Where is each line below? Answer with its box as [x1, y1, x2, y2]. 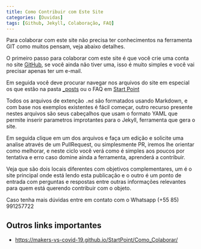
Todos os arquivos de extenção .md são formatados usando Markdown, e [6, 97, 188, 104]
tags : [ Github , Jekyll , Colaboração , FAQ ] [6, 20, 114, 26]
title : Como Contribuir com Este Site [6, 8, 104, 15]
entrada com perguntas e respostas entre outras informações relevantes [6, 178, 187, 186]
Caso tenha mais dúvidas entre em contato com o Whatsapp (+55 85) [6, 197, 179, 204]
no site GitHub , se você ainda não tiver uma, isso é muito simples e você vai [6, 61, 194, 68]
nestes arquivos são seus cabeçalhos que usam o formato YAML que [6, 110, 178, 118]
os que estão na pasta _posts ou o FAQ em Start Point [6, 86, 140, 93]
